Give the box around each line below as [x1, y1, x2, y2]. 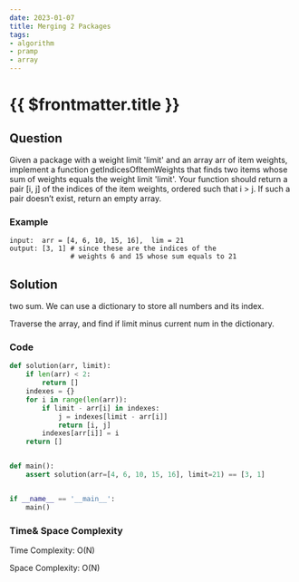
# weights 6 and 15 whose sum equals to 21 [70, 252, 237, 261]
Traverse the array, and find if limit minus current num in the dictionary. [9, 318, 275, 329]
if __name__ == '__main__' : [9, 494, 116, 503]
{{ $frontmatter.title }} [9, 94, 180, 115]
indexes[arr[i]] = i [42, 429, 120, 438]
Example [9, 215, 49, 228]
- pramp [9, 47, 39, 56]
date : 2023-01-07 [9, 13, 75, 23]
